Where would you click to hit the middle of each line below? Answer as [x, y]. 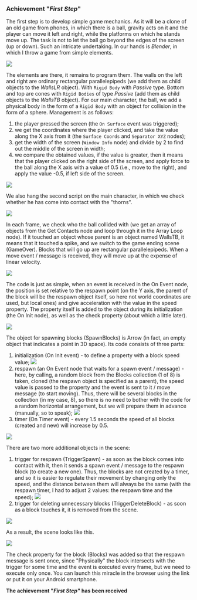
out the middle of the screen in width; [60, 149]
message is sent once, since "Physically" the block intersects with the [91, 561]
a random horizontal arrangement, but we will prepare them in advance [100, 406]
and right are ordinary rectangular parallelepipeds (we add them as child [94, 82]
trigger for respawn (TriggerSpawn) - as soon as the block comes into [99, 459]
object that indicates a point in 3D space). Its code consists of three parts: [96, 344]
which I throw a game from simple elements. [60, 53]
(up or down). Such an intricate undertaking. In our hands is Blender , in [92, 46]
